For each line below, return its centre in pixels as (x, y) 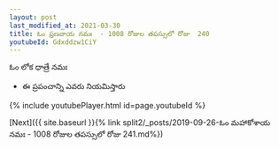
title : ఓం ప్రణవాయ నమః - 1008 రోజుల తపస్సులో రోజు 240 (109, 34)
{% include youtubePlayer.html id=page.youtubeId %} (108, 106)
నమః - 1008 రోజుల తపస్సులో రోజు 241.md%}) (86, 134)
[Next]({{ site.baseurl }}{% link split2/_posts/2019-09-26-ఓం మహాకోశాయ (140, 123)
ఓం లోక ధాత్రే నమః (39, 67)
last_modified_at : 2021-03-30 (65, 26)
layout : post (33, 17)
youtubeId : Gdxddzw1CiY (53, 42)
